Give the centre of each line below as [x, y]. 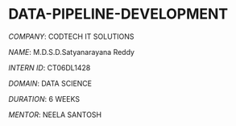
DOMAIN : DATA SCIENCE [50, 83]
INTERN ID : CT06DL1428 [50, 67]
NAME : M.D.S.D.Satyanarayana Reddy [72, 52]
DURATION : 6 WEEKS [44, 99]
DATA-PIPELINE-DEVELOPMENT [118, 14]
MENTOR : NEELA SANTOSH [55, 115]
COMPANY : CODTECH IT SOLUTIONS [71, 36]
